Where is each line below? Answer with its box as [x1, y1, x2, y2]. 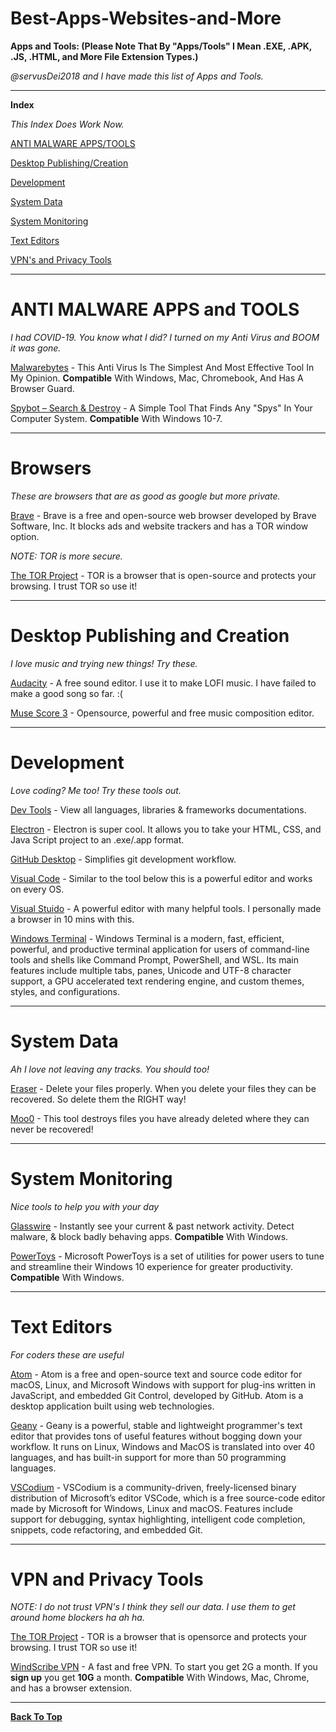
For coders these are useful [10, 1348, 125, 1361]
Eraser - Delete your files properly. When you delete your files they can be [10, 1082, 317, 1094]
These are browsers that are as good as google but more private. [10, 490, 281, 502]
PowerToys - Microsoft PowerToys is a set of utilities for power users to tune [10, 1250, 325, 1262]
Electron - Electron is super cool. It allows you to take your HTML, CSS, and [10, 823, 322, 835]
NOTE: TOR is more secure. [10, 550, 123, 562]
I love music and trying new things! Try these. [10, 657, 198, 669]
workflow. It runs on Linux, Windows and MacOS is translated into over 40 [10, 1440, 316, 1452]
